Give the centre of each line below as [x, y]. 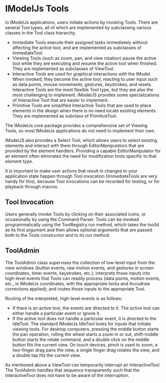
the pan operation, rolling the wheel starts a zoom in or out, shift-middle [85, 334]
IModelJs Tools [37, 9]
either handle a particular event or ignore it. [56, 313]
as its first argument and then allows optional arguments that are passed [79, 230]
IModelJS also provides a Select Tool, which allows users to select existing [81, 140]
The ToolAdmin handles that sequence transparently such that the [72, 370]
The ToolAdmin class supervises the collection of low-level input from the [80, 262]
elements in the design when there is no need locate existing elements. [84, 110]
